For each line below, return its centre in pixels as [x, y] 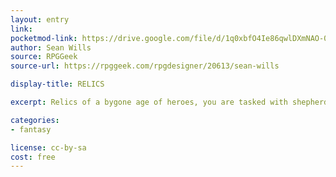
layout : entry [40, 19]
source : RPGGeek [44, 57]
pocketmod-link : [44, 38]
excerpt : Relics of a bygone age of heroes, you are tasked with [149, 102]
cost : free [33, 157]
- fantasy [31, 129]
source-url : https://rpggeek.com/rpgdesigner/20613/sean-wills [145, 66]
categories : [35, 120]
